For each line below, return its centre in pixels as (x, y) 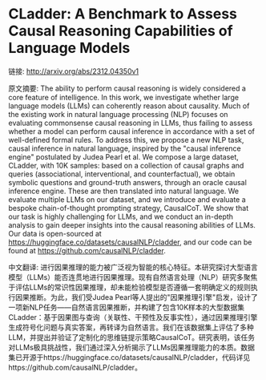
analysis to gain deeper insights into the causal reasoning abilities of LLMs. (132, 224)
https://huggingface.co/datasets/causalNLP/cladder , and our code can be (130, 242)
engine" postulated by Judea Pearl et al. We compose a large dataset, (123, 156)
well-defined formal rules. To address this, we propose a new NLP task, (126, 139)
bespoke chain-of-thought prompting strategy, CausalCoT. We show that (129, 208)
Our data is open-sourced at (55, 233)
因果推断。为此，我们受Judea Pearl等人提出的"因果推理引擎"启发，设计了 (136, 297)
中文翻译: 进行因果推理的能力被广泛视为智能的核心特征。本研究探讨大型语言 (133, 267)
